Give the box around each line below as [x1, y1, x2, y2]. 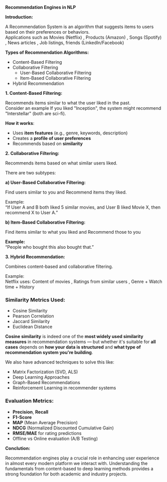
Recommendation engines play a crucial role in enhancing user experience [5, 455, 159, 461]
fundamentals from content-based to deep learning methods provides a [5, 465, 153, 471]
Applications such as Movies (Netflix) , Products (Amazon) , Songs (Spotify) [5, 35, 162, 40]
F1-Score [12, 414, 32, 420]
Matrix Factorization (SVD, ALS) [12, 369, 78, 375]
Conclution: [5, 445, 31, 451]
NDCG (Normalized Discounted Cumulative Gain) [12, 425, 114, 431]
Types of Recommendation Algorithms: [5, 50, 89, 55]
